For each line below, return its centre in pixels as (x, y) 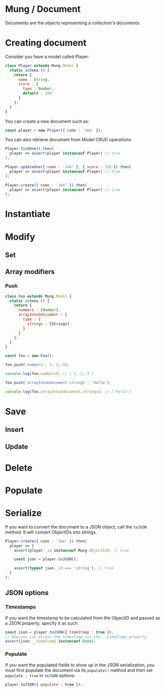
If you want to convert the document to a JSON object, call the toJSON (76, 527)
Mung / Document (43, 9)
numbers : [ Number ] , (39, 310)
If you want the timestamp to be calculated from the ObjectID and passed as (83, 618)
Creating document (46, 43)
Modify (20, 237)
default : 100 (37, 93)
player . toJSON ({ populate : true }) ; (44, 685)
